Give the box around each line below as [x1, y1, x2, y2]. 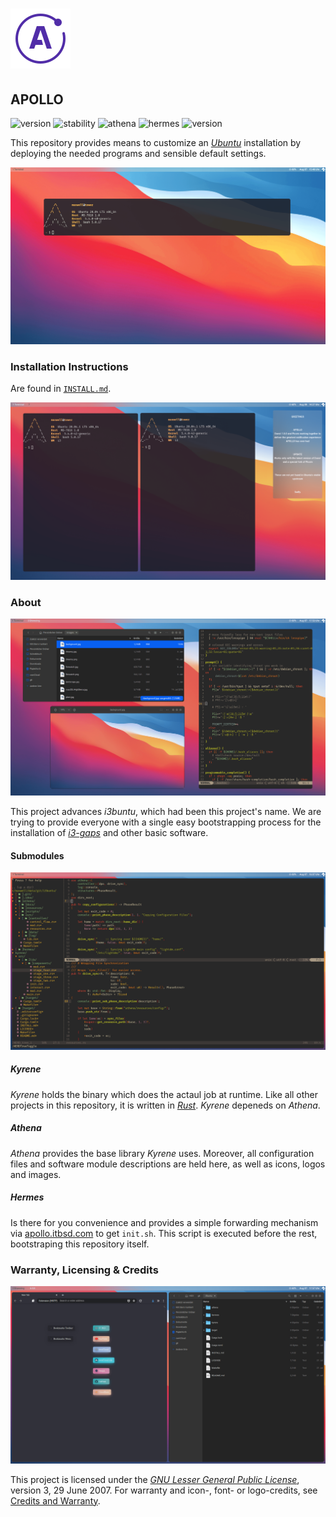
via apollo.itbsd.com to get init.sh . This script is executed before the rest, [10, 1227, 318, 1239]
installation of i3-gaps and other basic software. [10, 827, 209, 839]
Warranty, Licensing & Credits [10, 1263, 159, 1277]
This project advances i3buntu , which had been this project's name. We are [10, 806, 322, 818]
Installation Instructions [10, 359, 129, 373]
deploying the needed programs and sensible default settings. [10, 148, 267, 159]
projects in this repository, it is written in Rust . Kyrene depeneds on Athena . [10, 1099, 321, 1111]
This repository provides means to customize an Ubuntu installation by [10, 137, 302, 148]
